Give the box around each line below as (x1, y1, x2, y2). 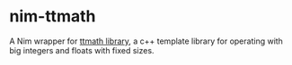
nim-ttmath (9, 6, 96, 27)
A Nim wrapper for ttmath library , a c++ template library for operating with (9, 36, 283, 46)
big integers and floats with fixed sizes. (9, 45, 155, 55)
